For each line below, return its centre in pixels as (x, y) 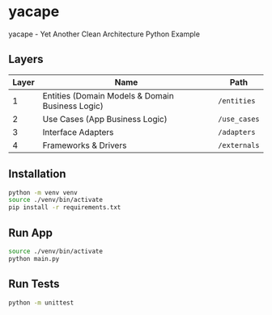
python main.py (34, 258)
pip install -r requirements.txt (65, 208)
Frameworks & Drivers (85, 145)
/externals (239, 145)
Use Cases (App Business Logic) (105, 119)
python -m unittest (41, 302)
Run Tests (34, 284)
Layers (26, 59)
